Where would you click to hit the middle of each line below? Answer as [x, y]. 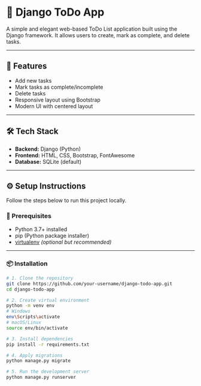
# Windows [19, 312]
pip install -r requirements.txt [48, 345]
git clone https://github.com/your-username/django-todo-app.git [89, 284]
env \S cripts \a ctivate [33, 317]
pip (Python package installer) [52, 235]
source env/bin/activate [37, 328]
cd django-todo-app [31, 289]
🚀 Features [27, 66]
